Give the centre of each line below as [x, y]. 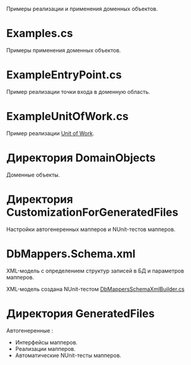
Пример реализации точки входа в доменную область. [78, 91]
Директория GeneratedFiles [81, 314]
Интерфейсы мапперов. [46, 342]
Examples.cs [40, 34]
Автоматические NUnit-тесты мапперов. [68, 355]
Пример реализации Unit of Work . [50, 133]
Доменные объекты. [33, 175]
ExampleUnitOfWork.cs [67, 117]
